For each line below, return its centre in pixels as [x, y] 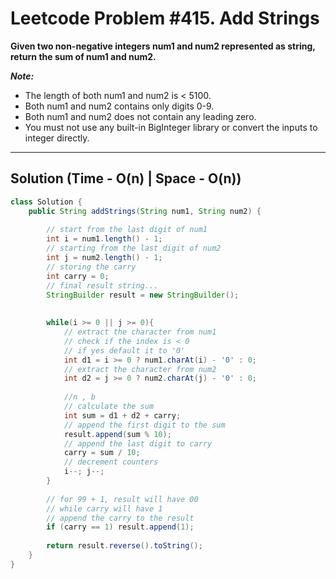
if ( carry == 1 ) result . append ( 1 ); [120, 527]
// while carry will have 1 [104, 508]
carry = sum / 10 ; [102, 453]
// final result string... [102, 285]
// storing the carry [91, 267]
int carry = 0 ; [78, 276]
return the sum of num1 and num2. [83, 56]
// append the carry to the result [120, 518]
